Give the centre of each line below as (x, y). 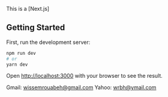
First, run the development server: (48, 42)
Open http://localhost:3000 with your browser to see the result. (85, 76)
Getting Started (36, 27)
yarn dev (17, 64)
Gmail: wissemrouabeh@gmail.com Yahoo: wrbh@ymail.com (81, 87)
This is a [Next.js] (28, 9)
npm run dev (21, 53)
